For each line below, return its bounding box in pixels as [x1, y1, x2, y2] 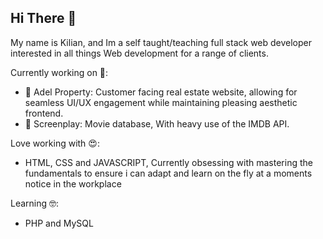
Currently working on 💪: [10, 66, 109, 78]
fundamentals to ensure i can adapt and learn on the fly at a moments [24, 167, 313, 179]
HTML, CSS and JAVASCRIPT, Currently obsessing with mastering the [24, 156, 313, 168]
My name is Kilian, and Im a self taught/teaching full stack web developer [10, 36, 313, 48]
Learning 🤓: [10, 197, 60, 209]
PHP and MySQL [24, 217, 94, 229]
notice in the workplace [24, 177, 122, 190]
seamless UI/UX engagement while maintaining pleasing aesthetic [24, 96, 298, 108]
